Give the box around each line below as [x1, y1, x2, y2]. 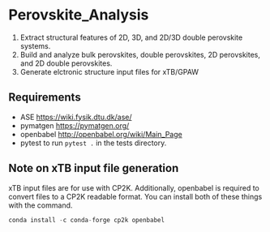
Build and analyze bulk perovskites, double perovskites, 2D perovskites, [19, 49, 261, 59]
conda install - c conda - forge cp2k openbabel [8, 216, 165, 224]
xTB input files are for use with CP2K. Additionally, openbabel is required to [8, 183, 259, 192]
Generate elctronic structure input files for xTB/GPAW [19, 67, 199, 76]
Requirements [8, 91, 81, 105]
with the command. [8, 200, 73, 210]
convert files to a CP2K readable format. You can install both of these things [8, 191, 263, 201]
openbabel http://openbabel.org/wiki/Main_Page [19, 129, 182, 139]
